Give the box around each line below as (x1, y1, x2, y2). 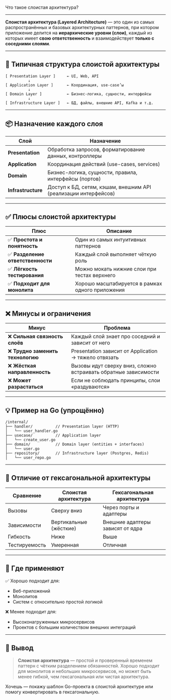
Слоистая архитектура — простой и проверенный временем (17, 657, 153, 663)
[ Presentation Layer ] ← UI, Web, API (5, 73, 99, 78)
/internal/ (5, 420, 28, 425)
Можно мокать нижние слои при (75, 265, 157, 273)
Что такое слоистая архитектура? (5, 5, 79, 10)
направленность (8, 369, 51, 376)
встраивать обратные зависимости (71, 369, 159, 376)
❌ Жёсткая (8, 362, 37, 369)
